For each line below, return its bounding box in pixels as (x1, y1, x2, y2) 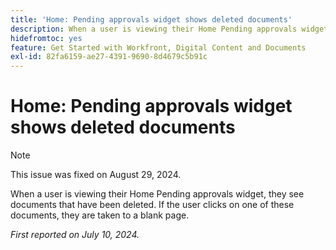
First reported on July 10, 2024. (10, 229, 140, 241)
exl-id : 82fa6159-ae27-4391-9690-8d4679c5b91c (10, 52, 208, 62)
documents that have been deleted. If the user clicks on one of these (10, 199, 295, 211)
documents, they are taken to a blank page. (10, 209, 190, 221)
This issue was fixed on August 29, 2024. (10, 169, 182, 181)
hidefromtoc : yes (10, 33, 83, 43)
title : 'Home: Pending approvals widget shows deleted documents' (10, 14, 293, 25)
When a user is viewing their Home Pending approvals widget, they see (10, 188, 305, 200)
